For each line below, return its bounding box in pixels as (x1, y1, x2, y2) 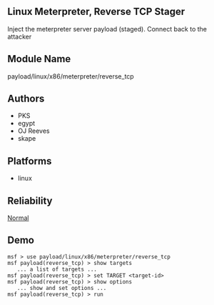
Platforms (7, 155, 52, 167)
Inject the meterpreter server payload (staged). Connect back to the (7, 24, 207, 33)
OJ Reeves (17, 126, 50, 135)
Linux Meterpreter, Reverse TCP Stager (7, 6, 185, 18)
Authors (7, 93, 45, 105)
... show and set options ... (16, 284, 107, 291)
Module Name (7, 53, 71, 65)
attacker (7, 32, 32, 41)
